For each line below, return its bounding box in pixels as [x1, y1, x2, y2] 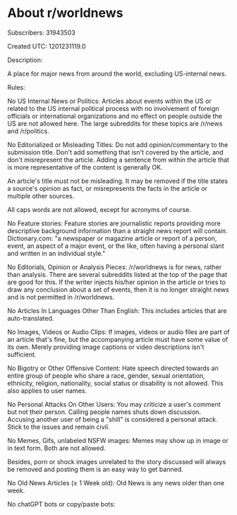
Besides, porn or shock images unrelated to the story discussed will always [7, 457, 226, 466]
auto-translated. [7, 314, 54, 322]
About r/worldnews [7, 5, 123, 21]
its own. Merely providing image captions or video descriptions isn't [7, 343, 205, 351]
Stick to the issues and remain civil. [7, 422, 110, 431]
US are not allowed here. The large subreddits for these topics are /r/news [7, 119, 223, 128]
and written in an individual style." [7, 249, 106, 257]
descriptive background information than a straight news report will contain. [7, 226, 228, 235]
